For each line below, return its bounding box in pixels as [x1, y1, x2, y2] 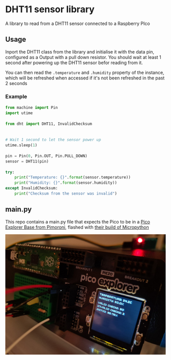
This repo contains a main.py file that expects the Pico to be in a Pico [5, 218, 150, 225]
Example [5, 93, 27, 100]
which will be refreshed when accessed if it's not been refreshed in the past [5, 75, 165, 81]
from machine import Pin [5, 105, 58, 110]
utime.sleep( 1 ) [5, 143, 38, 148]
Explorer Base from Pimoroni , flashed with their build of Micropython [5, 224, 149, 230]
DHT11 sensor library [5, 4, 95, 15]
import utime [5, 110, 33, 116]
